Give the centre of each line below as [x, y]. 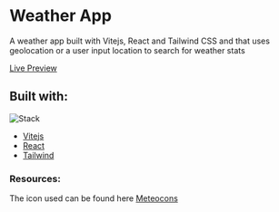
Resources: [35, 178]
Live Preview [33, 68]
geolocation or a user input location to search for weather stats [127, 50]
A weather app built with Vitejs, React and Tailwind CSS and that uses [140, 41]
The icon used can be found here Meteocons [94, 198]
